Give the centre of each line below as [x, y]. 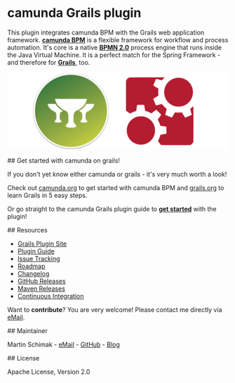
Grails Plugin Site [42, 244]
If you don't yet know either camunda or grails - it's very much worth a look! [117, 174]
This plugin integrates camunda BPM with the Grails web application [106, 32]
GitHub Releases [41, 281]
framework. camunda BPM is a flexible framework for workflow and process [118, 39]
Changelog [33, 273]
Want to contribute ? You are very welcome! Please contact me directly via [115, 309]
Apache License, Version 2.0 [49, 372]
